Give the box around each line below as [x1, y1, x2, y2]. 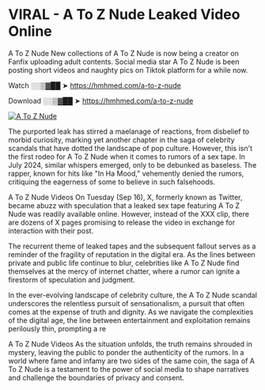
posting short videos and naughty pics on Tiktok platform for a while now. [8, 65, 248, 74]
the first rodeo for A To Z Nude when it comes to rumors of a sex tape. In [8, 152, 245, 161]
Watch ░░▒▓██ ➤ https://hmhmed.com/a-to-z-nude [8, 81, 182, 90]
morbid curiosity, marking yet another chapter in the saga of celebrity [8, 134, 235, 144]
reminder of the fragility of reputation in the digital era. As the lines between [8, 249, 256, 259]
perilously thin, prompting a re [8, 324, 107, 333]
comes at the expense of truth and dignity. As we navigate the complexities [8, 307, 254, 316]
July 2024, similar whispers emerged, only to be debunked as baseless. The [8, 160, 257, 169]
